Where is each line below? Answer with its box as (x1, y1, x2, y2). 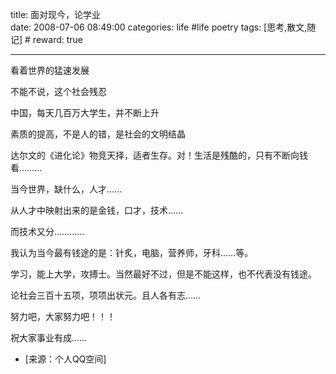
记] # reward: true (10, 34, 83, 45)
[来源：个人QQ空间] (24, 353, 107, 365)
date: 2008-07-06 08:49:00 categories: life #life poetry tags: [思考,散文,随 (10, 21, 317, 33)
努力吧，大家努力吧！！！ (10, 311, 116, 322)
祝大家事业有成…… (10, 332, 88, 343)
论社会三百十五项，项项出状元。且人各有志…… (10, 289, 202, 301)
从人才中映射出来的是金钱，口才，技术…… (10, 204, 184, 216)
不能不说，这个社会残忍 (10, 86, 107, 97)
